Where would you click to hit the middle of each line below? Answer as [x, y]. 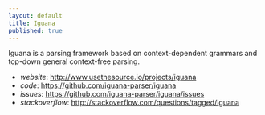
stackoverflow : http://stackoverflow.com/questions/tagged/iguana [129, 103]
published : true [35, 30]
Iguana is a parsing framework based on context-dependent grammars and [133, 54]
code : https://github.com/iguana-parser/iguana [98, 85]
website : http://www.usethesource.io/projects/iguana [108, 77]
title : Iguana [32, 23]
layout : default [35, 16]
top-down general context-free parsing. [74, 61]
